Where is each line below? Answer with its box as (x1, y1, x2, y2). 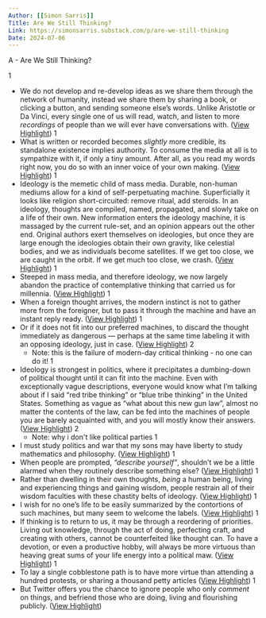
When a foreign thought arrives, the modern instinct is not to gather (19, 297, 241, 307)
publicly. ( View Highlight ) (19, 601, 102, 611)
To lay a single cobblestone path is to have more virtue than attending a (19, 567, 254, 577)
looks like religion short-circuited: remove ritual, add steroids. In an (19, 196, 239, 206)
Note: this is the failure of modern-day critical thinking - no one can (31, 348, 253, 357)
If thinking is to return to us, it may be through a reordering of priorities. (19, 517, 253, 527)
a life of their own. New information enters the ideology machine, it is (19, 213, 246, 222)
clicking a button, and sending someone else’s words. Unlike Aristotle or (19, 103, 256, 113)
